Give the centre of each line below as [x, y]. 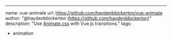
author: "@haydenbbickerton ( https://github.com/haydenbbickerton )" [79, 18]
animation [23, 33]
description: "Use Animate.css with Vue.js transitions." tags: [69, 23]
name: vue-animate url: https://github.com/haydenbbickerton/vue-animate [84, 13]
